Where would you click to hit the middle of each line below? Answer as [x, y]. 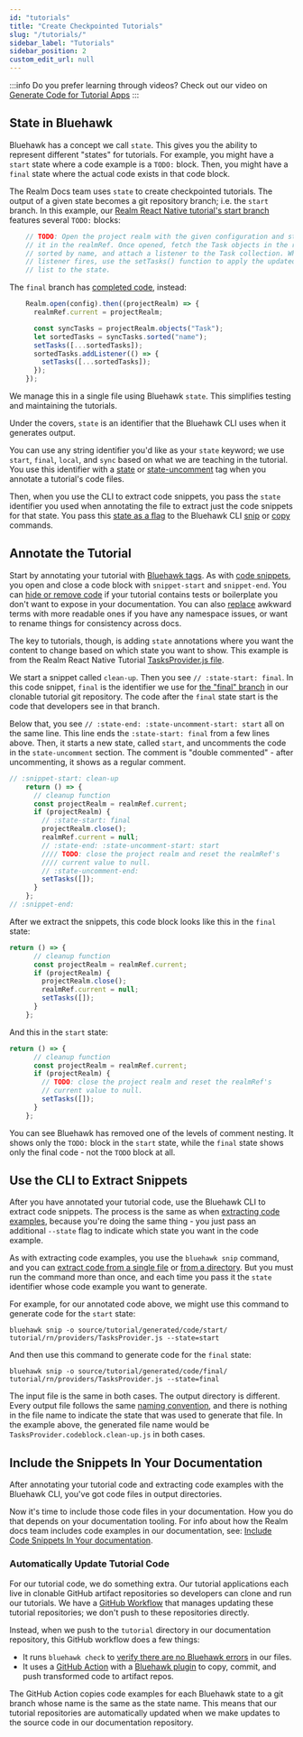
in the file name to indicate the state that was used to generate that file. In [146, 1415]
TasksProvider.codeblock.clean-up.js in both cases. [107, 1435]
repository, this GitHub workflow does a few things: [105, 1640]
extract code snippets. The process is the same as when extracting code [145, 1212]
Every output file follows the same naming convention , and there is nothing [148, 1406]
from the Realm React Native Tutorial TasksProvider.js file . [117, 660]
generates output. [42, 433]
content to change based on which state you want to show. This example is [149, 650]
